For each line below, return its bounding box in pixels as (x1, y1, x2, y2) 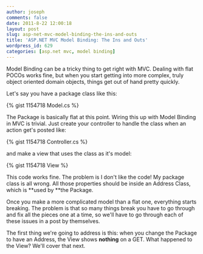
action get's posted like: (6, 126, 67, 134)
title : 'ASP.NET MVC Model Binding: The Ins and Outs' (6, 37, 148, 43)
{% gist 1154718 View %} (6, 162, 69, 169)
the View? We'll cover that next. (6, 242, 86, 249)
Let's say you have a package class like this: (6, 89, 117, 97)
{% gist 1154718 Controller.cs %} (6, 138, 88, 145)
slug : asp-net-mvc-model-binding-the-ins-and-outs (6, 32, 137, 38)
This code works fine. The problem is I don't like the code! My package (6, 173, 184, 180)
